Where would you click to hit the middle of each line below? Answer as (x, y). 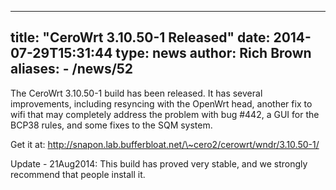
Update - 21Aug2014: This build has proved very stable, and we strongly (159, 163)
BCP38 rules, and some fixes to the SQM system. (111, 125)
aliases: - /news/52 (72, 69)
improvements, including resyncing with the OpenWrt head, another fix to (161, 103)
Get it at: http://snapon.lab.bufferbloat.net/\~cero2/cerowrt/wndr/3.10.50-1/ (165, 144)
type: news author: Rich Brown (213, 53)
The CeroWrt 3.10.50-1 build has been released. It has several (136, 93)
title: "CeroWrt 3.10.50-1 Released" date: (140, 37)
